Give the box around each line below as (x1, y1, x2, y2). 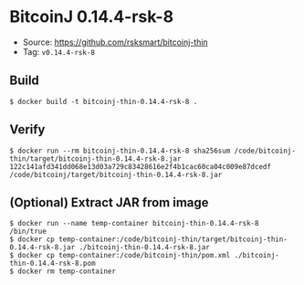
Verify (9, 121, 46, 138)
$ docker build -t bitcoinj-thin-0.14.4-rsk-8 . (9, 97, 198, 106)
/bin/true (9, 227, 47, 237)
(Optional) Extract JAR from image (9, 195, 209, 210)
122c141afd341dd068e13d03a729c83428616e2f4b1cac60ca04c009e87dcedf (9, 162, 272, 171)
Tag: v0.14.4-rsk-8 (22, 46, 96, 57)
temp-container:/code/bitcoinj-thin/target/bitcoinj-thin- (58, 235, 288, 244)
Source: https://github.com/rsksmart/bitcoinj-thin (22, 37, 208, 47)
